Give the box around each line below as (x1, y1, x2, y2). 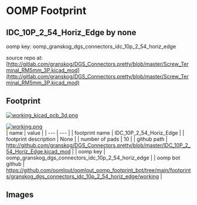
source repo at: (6, 54, 43, 61)
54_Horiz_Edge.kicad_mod (6, 148, 71, 155)
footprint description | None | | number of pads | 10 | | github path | (6, 135, 168, 142)
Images (6, 190, 34, 200)
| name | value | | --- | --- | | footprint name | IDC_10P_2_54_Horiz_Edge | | (6, 129, 185, 136)
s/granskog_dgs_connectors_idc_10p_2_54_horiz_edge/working (6, 173, 159, 180)
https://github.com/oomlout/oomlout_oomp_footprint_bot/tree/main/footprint (6, 166, 191, 173)
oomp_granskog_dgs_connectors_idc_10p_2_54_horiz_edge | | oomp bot (6, 154, 181, 161)
